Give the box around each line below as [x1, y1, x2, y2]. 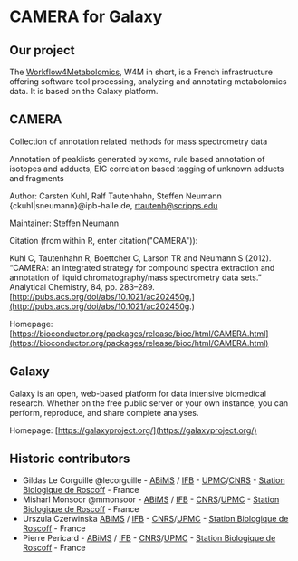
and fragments [9, 172, 65, 183]
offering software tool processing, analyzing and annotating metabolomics [9, 76, 287, 87]
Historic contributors [9, 451, 130, 467]
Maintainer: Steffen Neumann [9, 218, 120, 228]
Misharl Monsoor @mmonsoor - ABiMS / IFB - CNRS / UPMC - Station [22, 494, 280, 505]
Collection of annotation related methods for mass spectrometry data [9, 136, 268, 147]
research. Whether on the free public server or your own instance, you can [9, 397, 289, 409]
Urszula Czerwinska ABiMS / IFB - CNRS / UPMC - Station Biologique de [22, 514, 289, 525]
